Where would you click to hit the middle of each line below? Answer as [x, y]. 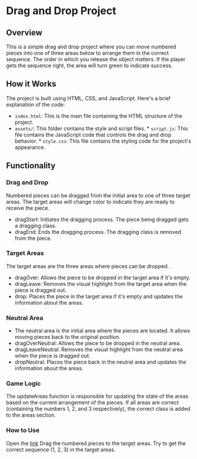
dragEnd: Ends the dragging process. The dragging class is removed [98, 232]
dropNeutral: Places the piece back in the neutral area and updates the [100, 362]
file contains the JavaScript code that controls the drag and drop [93, 134]
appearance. [30, 147]
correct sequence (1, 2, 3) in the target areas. [61, 450]
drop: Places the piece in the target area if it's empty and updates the [99, 296]
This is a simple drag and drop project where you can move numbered [91, 47]
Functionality [31, 166]
